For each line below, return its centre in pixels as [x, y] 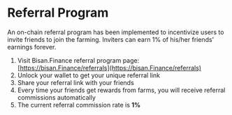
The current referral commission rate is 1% [79, 105]
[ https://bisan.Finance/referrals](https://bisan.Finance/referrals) [109, 68]
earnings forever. [32, 47]
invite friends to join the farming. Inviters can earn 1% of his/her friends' [111, 39]
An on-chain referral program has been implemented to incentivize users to [116, 32]
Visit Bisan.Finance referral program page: [78, 60]
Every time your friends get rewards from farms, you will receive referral [121, 90]
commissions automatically [57, 97]
